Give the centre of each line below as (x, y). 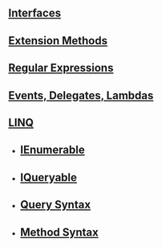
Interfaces (35, 13)
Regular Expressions (61, 68)
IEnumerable (53, 150)
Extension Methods (58, 41)
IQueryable (49, 177)
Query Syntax (55, 205)
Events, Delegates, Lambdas (81, 95)
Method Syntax (59, 232)
